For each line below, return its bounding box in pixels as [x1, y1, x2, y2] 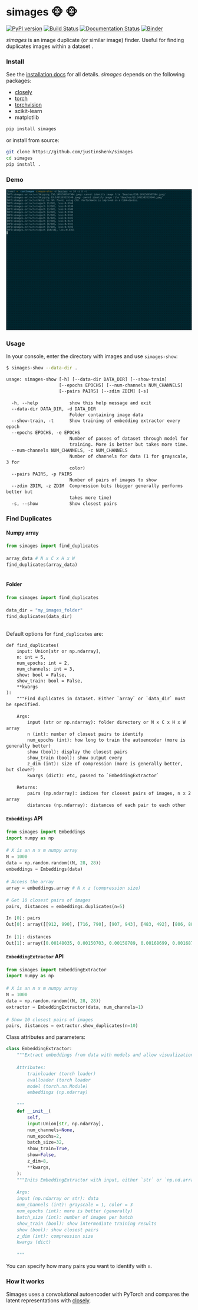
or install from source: [6, 137, 60, 144]
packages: [6, 77, 32, 85]
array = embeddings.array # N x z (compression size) [6, 885, 141, 891]
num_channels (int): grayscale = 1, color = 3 [16, 1202, 133, 1208]
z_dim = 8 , [27, 1158, 49, 1164]
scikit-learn [14, 108, 42, 115]
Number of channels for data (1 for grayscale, [69, 453, 189, 459]
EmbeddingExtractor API [6, 952, 64, 960]
